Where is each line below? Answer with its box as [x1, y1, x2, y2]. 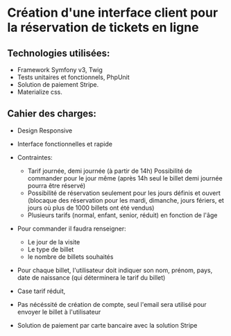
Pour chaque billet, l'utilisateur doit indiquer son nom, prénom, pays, [17, 266, 213, 274]
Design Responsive [17, 126, 73, 135]
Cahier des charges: [7, 108, 97, 119]
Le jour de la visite [27, 237, 80, 246]
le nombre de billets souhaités [27, 252, 114, 261]
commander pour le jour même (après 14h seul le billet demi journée [27, 174, 223, 182]
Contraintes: [17, 153, 53, 161]
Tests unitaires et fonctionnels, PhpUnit [17, 73, 130, 81]
